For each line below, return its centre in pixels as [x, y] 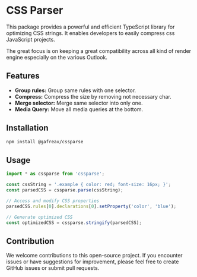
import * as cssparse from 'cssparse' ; [55, 174]
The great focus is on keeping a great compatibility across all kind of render [99, 51]
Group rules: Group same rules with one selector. [75, 90]
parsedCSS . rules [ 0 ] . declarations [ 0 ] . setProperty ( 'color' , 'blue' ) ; [91, 206]
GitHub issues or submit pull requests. [53, 268]
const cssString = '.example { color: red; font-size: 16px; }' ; [88, 185]
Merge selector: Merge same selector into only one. [79, 103]
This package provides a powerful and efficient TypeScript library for [90, 27]
